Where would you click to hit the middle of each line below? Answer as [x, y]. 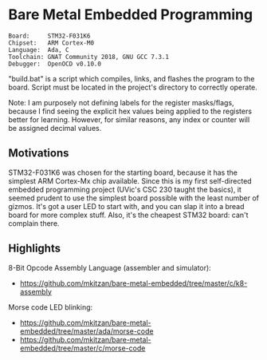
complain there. [34, 223]
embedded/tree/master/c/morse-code [82, 348]
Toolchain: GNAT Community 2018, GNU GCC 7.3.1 [89, 57]
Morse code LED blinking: [51, 307]
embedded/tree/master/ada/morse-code [86, 331]
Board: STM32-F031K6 [49, 36]
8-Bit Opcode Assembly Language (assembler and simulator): [110, 267]
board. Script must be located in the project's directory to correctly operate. [133, 87]
